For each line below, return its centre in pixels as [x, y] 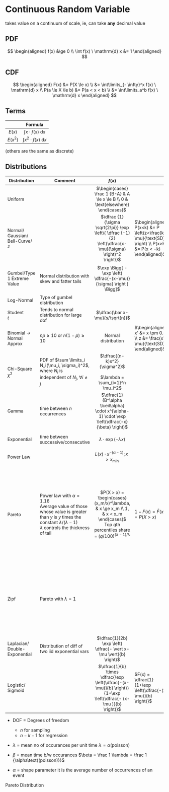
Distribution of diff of [61, 646]
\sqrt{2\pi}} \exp [112, 227]
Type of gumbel [56, 298]
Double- [16, 649]
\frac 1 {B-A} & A [112, 194]
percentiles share [112, 530]
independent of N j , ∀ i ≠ [64, 378]
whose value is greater [63, 512]
